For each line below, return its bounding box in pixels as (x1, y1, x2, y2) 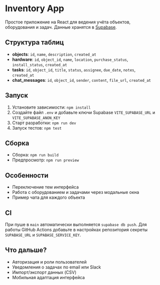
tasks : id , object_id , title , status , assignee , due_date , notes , (12, 67, 136, 73)
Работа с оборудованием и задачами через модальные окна (12, 190, 140, 195)
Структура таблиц (5, 38, 64, 47)
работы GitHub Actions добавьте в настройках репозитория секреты (5, 227, 148, 232)
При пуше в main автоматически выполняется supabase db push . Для (5, 222, 147, 227)
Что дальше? (5, 246, 47, 254)
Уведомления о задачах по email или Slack (12, 264, 101, 270)
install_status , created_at (12, 61, 67, 67)
